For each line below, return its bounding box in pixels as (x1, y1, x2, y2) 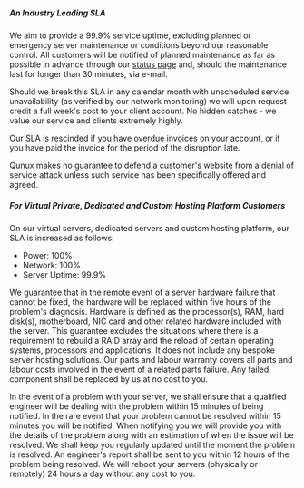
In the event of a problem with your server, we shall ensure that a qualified (9, 391, 287, 402)
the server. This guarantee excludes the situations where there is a (9, 325, 259, 336)
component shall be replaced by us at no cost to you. (9, 373, 209, 385)
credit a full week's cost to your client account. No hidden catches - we (9, 105, 277, 116)
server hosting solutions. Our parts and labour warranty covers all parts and (9, 354, 293, 365)
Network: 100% (22, 259, 82, 270)
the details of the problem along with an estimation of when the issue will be (9, 429, 294, 440)
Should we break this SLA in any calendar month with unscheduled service (9, 86, 289, 97)
